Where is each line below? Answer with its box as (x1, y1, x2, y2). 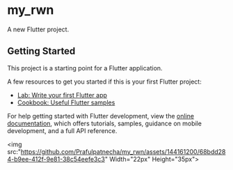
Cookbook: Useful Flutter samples (17, 98, 115, 107)
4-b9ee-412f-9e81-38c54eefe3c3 (7, 155, 106, 163)
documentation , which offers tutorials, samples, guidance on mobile (7, 119, 202, 127)
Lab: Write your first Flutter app (17, 91, 108, 99)
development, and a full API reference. (7, 126, 118, 134)
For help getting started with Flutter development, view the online (7, 111, 195, 120)
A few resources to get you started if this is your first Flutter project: (7, 77, 202, 86)
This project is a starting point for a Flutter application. (7, 63, 163, 72)
